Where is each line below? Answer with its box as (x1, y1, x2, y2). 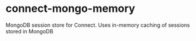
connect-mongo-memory (5, 2, 136, 15)
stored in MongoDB (5, 27, 54, 34)
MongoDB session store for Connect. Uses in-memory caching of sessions (5, 21, 190, 29)
